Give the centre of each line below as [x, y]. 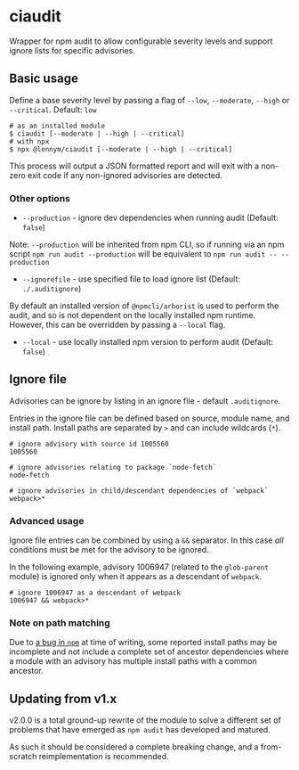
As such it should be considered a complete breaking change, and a [134, 747]
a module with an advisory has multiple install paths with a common [133, 661]
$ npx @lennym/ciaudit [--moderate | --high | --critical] [121, 149]
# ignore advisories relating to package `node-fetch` [113, 467]
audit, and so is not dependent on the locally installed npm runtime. [133, 315]
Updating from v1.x [63, 698]
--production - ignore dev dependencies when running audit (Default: [150, 218]
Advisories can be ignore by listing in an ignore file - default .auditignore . [145, 401]
